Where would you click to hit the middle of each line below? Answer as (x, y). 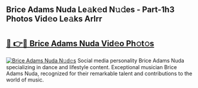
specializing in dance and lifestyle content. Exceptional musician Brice (92, 67)
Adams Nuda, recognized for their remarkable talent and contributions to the (99, 74)
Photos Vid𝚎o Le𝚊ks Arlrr (54, 19)
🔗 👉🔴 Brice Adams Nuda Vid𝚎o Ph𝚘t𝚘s (80, 43)
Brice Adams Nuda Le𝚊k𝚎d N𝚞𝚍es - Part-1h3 (90, 10)
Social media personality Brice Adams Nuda (131, 61)
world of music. (25, 80)
